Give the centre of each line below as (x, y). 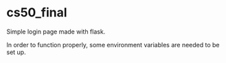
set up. (16, 52)
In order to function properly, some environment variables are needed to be (113, 45)
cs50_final (37, 13)
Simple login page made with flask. (56, 32)
